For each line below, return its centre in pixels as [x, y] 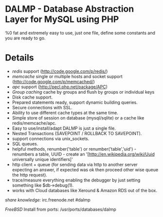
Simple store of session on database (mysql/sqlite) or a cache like [78, 118]
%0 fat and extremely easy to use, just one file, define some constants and [80, 33]
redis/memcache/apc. [34, 123]
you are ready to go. [25, 38]
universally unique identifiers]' [42, 159]
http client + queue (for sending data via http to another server [75, 164]
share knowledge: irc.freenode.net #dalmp [48, 200]
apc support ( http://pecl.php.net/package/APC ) [60, 87]
